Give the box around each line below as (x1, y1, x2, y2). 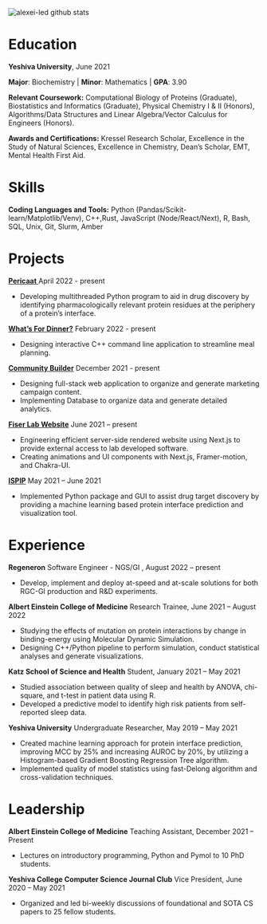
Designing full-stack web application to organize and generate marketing (19, 379, 260, 388)
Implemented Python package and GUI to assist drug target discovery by (19, 491, 260, 501)
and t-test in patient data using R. (46, 690, 156, 700)
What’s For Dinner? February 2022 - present (8, 324, 156, 333)
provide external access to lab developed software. (19, 443, 189, 453)
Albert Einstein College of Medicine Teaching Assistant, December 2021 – (8, 826, 254, 836)
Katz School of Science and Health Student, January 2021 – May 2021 (8, 666, 241, 676)
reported (19, 707, 49, 717)
